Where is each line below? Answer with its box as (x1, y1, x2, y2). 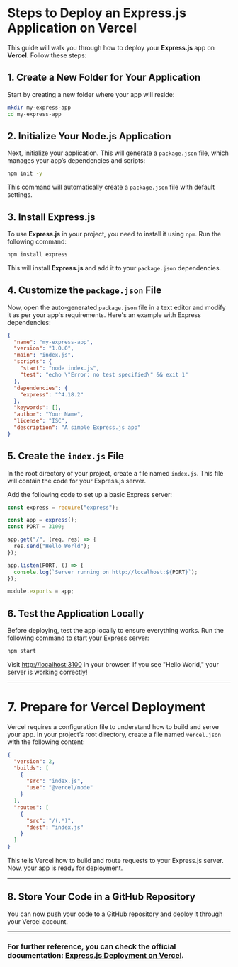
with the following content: (7, 738, 85, 746)
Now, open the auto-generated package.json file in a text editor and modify (7, 303, 226, 311)
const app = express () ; (7, 517, 78, 524)
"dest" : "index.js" (25, 823, 84, 831)
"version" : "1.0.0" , (13, 345, 74, 352)
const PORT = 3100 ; (7, 523, 65, 530)
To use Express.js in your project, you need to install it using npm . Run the (7, 230, 222, 238)
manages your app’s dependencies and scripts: (7, 156, 146, 165)
